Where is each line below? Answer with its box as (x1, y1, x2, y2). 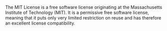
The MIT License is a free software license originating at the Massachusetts (5, 4, 162, 10)
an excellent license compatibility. (5, 20, 75, 26)
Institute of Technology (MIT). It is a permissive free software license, (5, 9, 149, 15)
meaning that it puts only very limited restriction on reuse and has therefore (5, 15, 161, 20)
